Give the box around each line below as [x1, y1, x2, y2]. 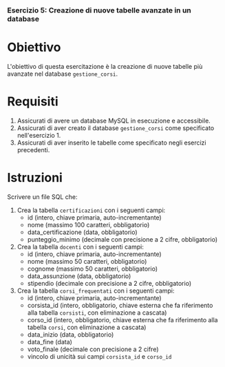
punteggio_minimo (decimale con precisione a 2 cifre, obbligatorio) [27, 235, 218, 243]
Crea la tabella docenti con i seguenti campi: [17, 242, 144, 251]
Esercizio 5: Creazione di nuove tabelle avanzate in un [7, 6, 191, 15]
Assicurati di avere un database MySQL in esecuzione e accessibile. [17, 116, 211, 125]
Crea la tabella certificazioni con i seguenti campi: [17, 206, 166, 214]
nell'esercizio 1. [17, 131, 61, 139]
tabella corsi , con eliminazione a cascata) [27, 323, 147, 331]
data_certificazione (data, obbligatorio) [27, 228, 138, 236]
